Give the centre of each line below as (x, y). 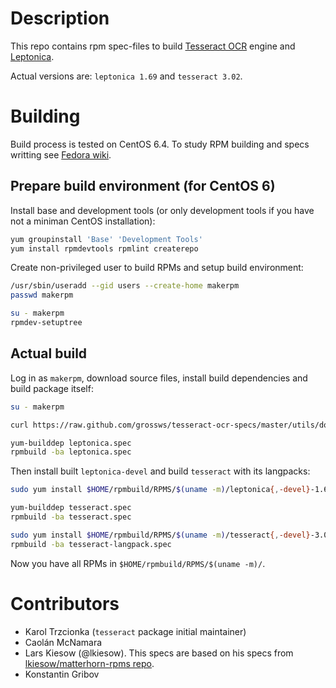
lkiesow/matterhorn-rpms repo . (89, 663)
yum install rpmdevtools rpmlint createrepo (104, 248)
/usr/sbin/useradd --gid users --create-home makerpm (125, 286)
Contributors (65, 603)
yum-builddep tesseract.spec (71, 508)
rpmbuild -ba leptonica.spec (71, 452)
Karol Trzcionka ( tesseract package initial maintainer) (135, 631)
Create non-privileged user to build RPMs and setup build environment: (157, 268)
